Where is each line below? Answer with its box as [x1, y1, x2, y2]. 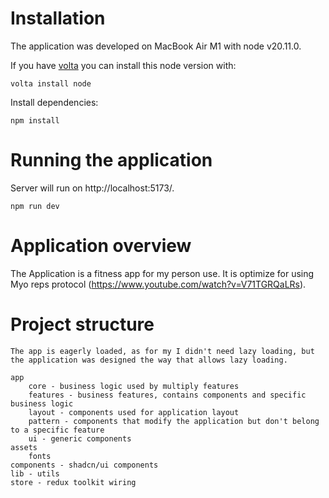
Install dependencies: [10, 96, 99, 108]
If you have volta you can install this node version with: [10, 59, 237, 71]
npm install [10, 115, 60, 126]
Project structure [10, 313, 155, 336]
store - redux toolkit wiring [10, 477, 137, 487]
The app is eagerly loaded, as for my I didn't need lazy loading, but [10, 346, 315, 356]
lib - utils [10, 468, 60, 479]
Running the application [10, 149, 213, 172]
